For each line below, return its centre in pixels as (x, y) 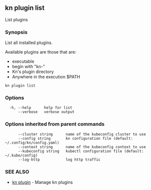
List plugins (16, 19)
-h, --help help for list (41, 108)
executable (23, 61)
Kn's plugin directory (33, 72)
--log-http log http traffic (59, 160)
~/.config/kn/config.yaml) (32, 143)
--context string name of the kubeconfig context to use (82, 147)
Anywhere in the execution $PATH (46, 77)
